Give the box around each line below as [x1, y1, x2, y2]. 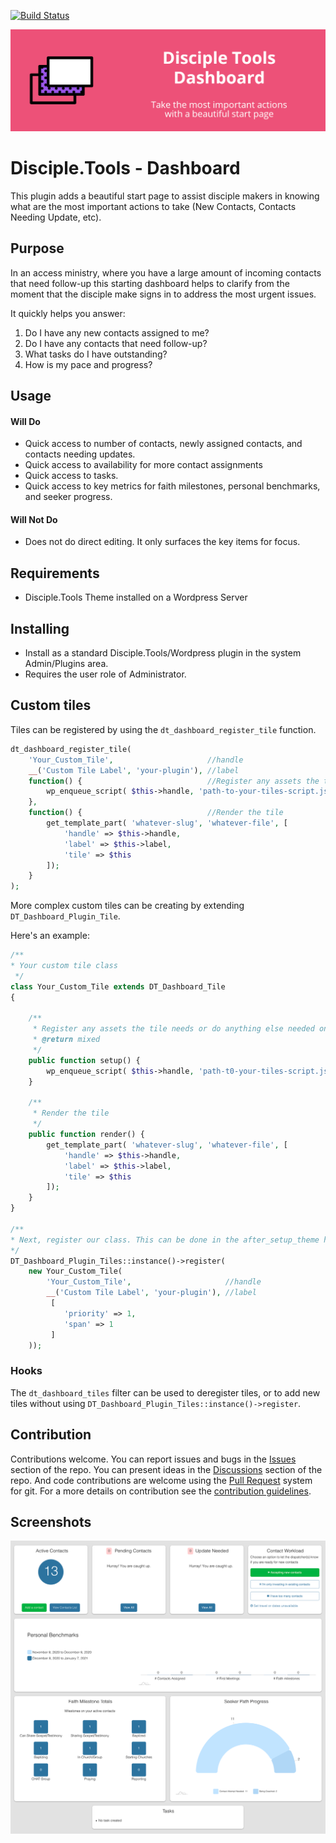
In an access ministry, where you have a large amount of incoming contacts [10, 266, 322, 279]
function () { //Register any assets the [28, 776, 320, 786]
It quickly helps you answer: [10, 307, 126, 319]
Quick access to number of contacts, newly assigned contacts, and [24, 438, 303, 450]
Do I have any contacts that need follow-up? [24, 337, 208, 349]
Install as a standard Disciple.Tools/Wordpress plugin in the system [24, 647, 302, 659]
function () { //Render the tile [28, 808, 284, 818]
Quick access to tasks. [24, 470, 119, 482]
